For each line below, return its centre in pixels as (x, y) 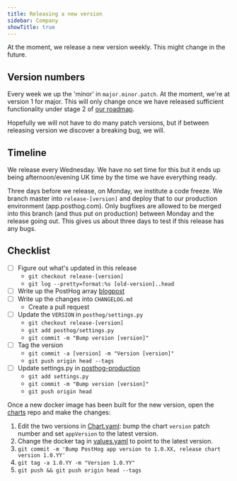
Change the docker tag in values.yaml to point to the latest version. (115, 441)
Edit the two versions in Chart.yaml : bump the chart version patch (114, 426)
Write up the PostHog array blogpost (71, 290)
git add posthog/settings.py (71, 331)
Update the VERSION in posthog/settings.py (80, 315)
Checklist (29, 251)
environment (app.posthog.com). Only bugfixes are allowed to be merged (114, 206)
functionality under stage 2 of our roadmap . (71, 109)
